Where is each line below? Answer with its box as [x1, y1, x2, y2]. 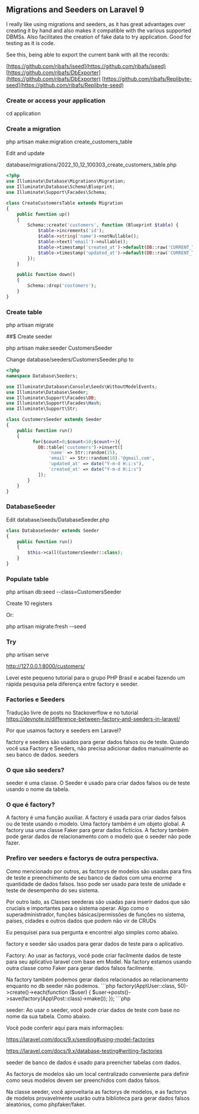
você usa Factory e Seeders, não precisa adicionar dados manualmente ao [6, 745, 189, 752]
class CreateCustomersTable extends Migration [6, 200, 123, 206]
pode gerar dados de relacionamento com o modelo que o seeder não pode [6, 833, 191, 840]
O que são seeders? [6, 765, 65, 774]
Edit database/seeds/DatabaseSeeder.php [6, 516, 110, 523]
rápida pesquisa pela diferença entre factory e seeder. [6, 680, 139, 688]
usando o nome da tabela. [6, 786, 70, 793]
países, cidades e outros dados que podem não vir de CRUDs [6, 917, 157, 924]
